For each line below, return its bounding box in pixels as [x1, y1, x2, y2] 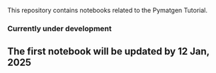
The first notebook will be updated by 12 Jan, [7, 45, 210, 57]
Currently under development [7, 23, 112, 33]
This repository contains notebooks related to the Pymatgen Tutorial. [7, 6, 208, 14]
